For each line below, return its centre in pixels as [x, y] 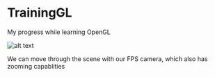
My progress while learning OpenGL [59, 32]
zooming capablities [36, 66]
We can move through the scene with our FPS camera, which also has [107, 59]
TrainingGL [40, 13]
